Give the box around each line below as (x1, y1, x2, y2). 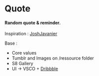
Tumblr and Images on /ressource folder (11, 55, 95, 61)
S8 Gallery (11, 61, 33, 67)
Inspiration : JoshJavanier (4, 31, 57, 37)
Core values (11, 50, 37, 56)
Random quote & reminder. (4, 19, 61, 25)
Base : (4, 40, 18, 46)
